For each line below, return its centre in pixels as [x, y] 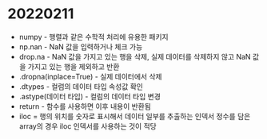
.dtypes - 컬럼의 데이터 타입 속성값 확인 [81, 86]
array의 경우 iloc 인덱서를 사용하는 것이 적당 [88, 126]
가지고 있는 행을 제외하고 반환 [74, 66]
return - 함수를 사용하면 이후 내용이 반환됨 [85, 106]
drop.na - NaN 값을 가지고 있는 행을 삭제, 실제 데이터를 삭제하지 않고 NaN [135, 56]
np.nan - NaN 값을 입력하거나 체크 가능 [81, 46]
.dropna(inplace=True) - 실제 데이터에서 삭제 [90, 76]
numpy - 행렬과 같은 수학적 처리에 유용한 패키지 [94, 37]
